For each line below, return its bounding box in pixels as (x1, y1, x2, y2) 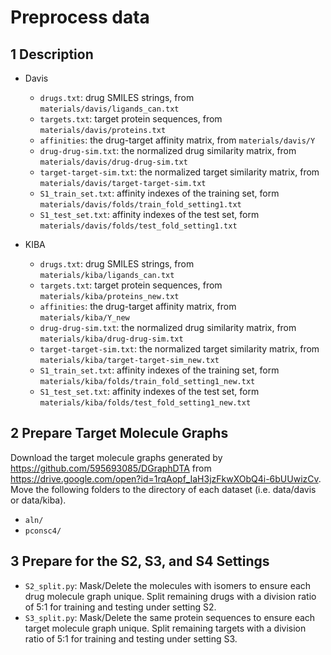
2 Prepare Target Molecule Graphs (10, 425, 229, 442)
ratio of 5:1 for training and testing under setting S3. (24, 632, 238, 645)
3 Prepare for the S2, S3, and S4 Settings (10, 553, 270, 570)
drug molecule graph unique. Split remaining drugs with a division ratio (24, 590, 317, 602)
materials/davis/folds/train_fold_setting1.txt (39, 200, 242, 210)
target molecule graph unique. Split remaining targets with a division (24, 622, 307, 634)
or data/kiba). (10, 494, 67, 506)
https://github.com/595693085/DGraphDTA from (10, 462, 212, 474)
